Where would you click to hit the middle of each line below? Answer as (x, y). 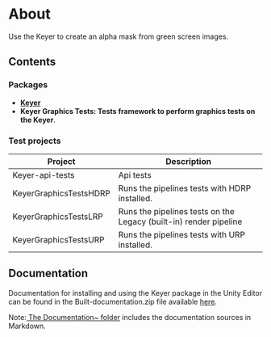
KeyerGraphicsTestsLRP (58, 217)
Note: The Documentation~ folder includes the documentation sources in (130, 317)
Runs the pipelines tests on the (177, 211)
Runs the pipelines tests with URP (182, 234)
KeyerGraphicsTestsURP (58, 239)
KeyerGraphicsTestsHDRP (61, 193)
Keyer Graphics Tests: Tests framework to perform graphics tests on (138, 111)
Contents (32, 62)
